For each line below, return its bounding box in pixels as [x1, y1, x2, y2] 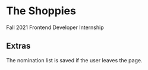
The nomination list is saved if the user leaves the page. [6, 56, 143, 63]
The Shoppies [6, 4, 76, 18]
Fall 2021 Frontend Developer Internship [6, 24, 104, 31]
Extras [6, 41, 31, 51]
